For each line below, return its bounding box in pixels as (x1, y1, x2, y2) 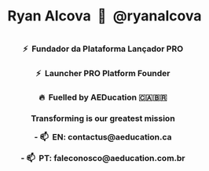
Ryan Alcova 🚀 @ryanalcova (7, 7, 202, 25)
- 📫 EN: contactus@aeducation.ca (33, 131, 173, 142)
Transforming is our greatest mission (31, 113, 175, 124)
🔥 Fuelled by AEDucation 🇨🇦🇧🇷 (38, 92, 167, 103)
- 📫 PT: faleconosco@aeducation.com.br (20, 152, 185, 163)
